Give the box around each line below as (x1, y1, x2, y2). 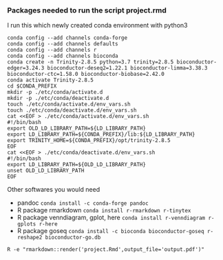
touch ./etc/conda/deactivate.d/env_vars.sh (7, 107, 137, 114)
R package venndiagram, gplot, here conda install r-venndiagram (17, 213, 205, 222)
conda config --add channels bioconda (7, 52, 118, 60)
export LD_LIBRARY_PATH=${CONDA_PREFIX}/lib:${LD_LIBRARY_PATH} (7, 131, 195, 138)
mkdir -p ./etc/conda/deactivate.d (7, 95, 109, 102)
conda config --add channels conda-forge (7, 34, 128, 41)
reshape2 (17, 234, 43, 241)
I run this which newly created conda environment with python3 (7, 21, 188, 30)
